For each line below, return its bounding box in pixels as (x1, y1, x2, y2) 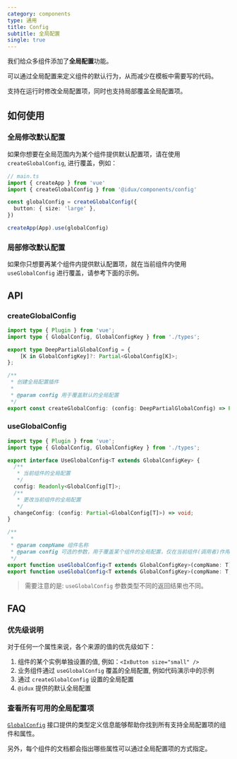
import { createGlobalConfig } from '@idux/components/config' (7, 186, 197, 193)
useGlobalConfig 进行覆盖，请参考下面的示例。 (7, 269, 143, 277)
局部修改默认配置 (7, 242, 66, 252)
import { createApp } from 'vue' (7, 179, 106, 186)
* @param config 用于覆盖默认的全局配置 (10, 391, 119, 399)
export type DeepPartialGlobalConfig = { (7, 346, 131, 353)
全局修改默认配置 (7, 132, 66, 142)
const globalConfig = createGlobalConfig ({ (7, 198, 138, 205)
